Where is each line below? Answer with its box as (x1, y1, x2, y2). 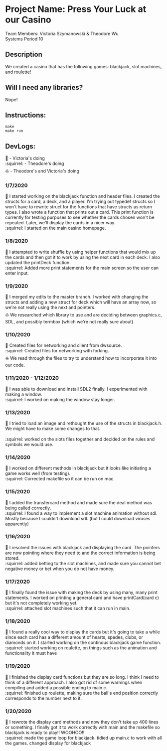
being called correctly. (5, 505, 51, 511)
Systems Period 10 (5, 36, 43, 42)
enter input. (5, 270, 29, 276)
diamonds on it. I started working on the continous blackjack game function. (5, 639, 162, 646)
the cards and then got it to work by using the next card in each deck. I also (5, 254, 161, 260)
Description (5, 50, 42, 59)
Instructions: (5, 111, 46, 119)
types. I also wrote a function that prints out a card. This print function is (5, 209, 154, 215)
